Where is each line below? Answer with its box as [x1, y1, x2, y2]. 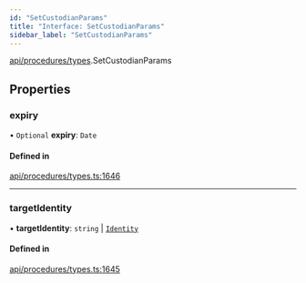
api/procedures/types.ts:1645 [9, 263, 120, 274]
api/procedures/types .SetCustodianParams [9, 56, 172, 66]
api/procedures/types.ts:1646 [9, 170, 121, 182]
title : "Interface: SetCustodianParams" [9, 22, 166, 31]
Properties [9, 81, 71, 96]
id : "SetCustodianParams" [9, 13, 107, 23]
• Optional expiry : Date [9, 129, 97, 141]
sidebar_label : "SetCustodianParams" [9, 30, 153, 39]
